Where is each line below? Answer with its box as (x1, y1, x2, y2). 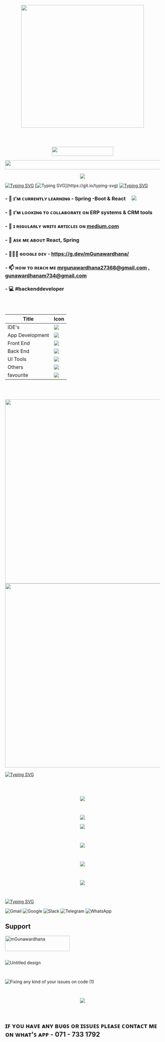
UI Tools (7, 356, 27, 362)
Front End (7, 339, 30, 346)
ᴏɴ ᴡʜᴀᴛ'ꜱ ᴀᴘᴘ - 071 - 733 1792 (5, 1030, 100, 1039)
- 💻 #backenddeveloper (5, 285, 64, 292)
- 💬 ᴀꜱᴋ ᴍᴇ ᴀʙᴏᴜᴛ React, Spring (5, 236, 80, 243)
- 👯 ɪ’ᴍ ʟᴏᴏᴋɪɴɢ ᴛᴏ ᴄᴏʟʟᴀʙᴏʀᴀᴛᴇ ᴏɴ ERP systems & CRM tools (5, 209, 153, 216)
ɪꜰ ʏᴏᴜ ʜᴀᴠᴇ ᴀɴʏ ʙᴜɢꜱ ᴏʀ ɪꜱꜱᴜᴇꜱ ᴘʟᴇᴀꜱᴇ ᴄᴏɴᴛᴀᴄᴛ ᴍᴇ (5, 1022, 157, 1030)
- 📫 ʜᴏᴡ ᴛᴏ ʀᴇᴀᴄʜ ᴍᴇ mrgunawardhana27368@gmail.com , (5, 264, 150, 271)
